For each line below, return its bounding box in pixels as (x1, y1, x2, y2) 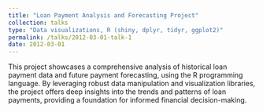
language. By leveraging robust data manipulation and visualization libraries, (8, 79, 256, 89)
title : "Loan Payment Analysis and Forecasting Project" (8, 11, 199, 20)
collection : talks (8, 19, 69, 27)
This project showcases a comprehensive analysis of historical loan (8, 62, 228, 71)
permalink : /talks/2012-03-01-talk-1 (8, 33, 132, 42)
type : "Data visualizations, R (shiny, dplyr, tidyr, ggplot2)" (8, 26, 224, 34)
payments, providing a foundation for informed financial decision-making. (8, 96, 247, 105)
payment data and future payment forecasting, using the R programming (8, 70, 243, 80)
